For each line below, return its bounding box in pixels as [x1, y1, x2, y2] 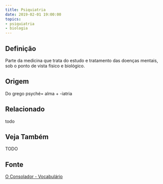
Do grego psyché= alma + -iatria [5, 90, 72, 96]
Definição [5, 44, 36, 53]
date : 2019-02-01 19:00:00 [5, 12, 61, 17]
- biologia [5, 26, 28, 31]
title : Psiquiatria [5, 7, 46, 12]
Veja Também [5, 133, 49, 141]
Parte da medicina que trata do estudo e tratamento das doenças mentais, [5, 57, 158, 63]
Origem [5, 77, 29, 86]
